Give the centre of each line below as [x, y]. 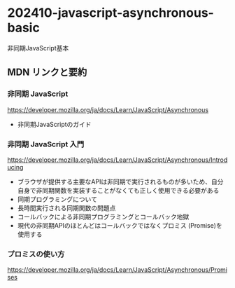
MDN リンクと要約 [47, 73]
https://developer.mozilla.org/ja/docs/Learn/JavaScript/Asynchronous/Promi [117, 270]
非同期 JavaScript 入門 [46, 144]
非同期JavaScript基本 [38, 48]
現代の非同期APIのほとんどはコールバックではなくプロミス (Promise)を [120, 225]
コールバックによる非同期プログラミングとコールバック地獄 [103, 217]
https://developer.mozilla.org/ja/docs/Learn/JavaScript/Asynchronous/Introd [117, 160]
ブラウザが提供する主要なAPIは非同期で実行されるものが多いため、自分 [120, 181]
